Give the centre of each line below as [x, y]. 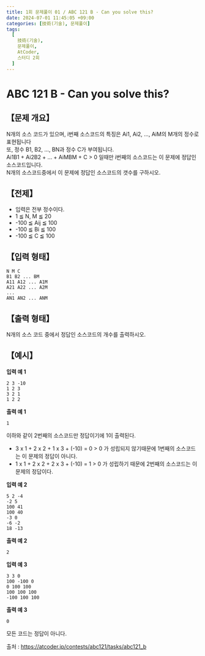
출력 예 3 [17, 609]
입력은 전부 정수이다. [40, 209]
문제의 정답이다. [34, 471]
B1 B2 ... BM [23, 277]
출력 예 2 [17, 541]
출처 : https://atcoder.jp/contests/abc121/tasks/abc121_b [76, 646]
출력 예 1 [16, 412]
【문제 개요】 [30, 118]
